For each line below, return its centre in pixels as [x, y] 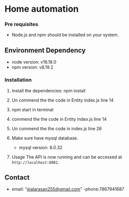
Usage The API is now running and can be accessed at [67, 157]
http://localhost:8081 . [35, 162]
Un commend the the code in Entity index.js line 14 [63, 100]
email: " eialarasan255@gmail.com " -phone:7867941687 [68, 189]
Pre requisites [21, 24]
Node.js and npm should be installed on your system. [65, 35]
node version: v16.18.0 [34, 62]
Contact [17, 177]
